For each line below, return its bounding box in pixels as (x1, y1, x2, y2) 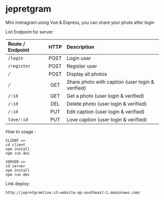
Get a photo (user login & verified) (66, 92, 145, 99)
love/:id (8, 117, 28, 122)
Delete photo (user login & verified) (66, 100, 147, 107)
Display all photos (66, 71, 108, 77)
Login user (66, 55, 91, 61)
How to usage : (5, 128, 36, 134)
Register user (66, 62, 97, 69)
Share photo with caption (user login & (66, 78, 155, 85)
